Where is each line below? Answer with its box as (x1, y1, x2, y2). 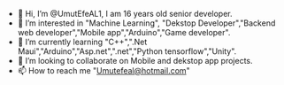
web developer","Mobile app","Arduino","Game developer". (17, 27, 231, 37)
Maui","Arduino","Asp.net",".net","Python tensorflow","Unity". (17, 46, 237, 57)
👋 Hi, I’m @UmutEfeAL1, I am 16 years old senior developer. (17, 9, 233, 19)
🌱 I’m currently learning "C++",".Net (17, 36, 148, 47)
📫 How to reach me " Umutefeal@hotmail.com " (17, 66, 190, 75)
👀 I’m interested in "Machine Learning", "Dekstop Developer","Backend (17, 18, 276, 28)
